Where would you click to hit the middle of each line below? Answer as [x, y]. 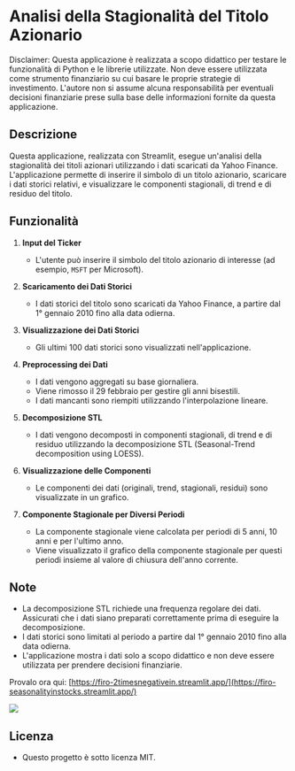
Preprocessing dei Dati [65, 364]
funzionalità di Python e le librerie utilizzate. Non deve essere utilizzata [138, 69]
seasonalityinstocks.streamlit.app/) [73, 691]
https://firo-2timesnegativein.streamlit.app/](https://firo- [174, 682]
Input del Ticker [51, 243]
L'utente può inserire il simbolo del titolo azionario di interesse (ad [155, 259]
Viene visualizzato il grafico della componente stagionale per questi [159, 550]
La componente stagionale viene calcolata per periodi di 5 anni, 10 [156, 531]
